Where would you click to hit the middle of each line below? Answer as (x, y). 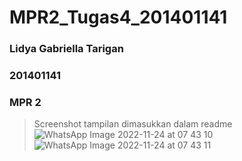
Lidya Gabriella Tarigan (66, 49)
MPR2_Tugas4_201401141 (118, 17)
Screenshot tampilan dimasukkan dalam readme (133, 124)
